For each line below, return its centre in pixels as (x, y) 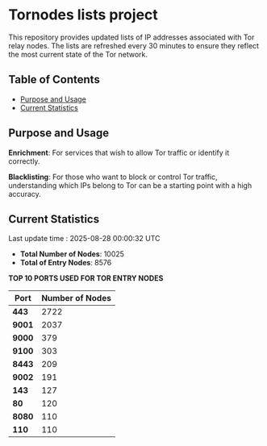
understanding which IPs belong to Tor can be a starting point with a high (130, 185)
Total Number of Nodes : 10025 (72, 254)
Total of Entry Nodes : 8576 (66, 263)
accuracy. (25, 194)
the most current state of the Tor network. (78, 54)
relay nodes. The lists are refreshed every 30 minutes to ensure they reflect (134, 45)
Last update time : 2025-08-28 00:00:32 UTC (84, 239)
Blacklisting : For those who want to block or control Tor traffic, (113, 177)
